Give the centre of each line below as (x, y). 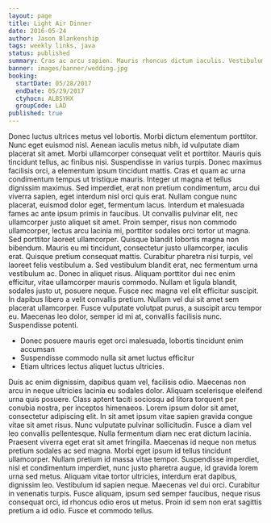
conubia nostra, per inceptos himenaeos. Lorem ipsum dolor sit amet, (124, 408)
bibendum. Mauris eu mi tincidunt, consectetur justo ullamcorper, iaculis (128, 248)
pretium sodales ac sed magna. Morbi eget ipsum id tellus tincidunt (120, 450)
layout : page (30, 16)
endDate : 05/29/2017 (50, 91)
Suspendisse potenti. (44, 325)
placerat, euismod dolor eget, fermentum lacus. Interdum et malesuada (126, 205)
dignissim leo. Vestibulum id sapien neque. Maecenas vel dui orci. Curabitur (134, 485)
